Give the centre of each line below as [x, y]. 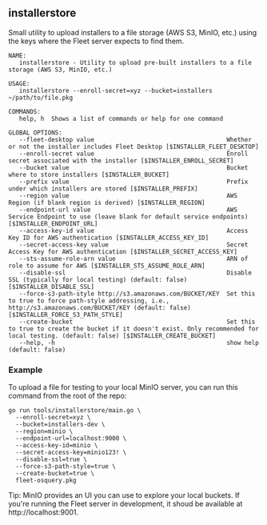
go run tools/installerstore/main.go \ [75, 411]
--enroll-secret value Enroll [133, 154]
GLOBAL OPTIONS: [35, 132]
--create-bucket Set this [137, 322]
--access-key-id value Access [133, 230]
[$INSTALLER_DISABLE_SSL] [51, 287]
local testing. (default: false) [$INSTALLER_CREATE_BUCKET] [112, 335]
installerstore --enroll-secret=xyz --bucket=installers [116, 90]
